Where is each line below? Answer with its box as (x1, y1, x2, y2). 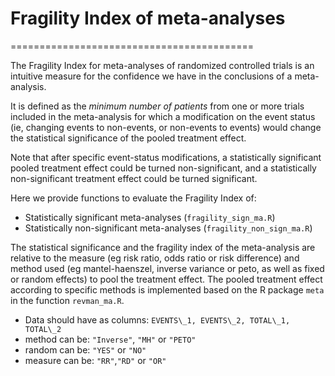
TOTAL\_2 (24, 324, 62, 334)
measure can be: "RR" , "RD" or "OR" (24, 354, 167, 366)
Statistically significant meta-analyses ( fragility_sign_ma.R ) (24, 211, 276, 223)
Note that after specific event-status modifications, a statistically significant (10, 151, 322, 163)
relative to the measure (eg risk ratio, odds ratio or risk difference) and (10, 252, 300, 264)
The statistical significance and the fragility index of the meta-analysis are (10, 241, 316, 253)
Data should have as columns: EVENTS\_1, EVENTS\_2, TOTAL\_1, (24, 313, 291, 326)
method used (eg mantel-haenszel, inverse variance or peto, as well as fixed (10, 262, 325, 274)
